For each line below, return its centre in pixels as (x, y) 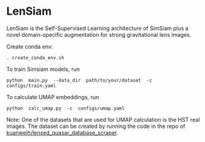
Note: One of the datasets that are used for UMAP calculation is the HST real (103, 119)
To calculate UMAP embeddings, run (53, 97)
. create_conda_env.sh (35, 58)
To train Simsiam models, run (43, 69)
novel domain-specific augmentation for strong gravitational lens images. (99, 34)
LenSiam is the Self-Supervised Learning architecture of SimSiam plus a (98, 28)
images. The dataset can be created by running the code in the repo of (96, 126)
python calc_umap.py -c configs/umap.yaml (65, 108)
